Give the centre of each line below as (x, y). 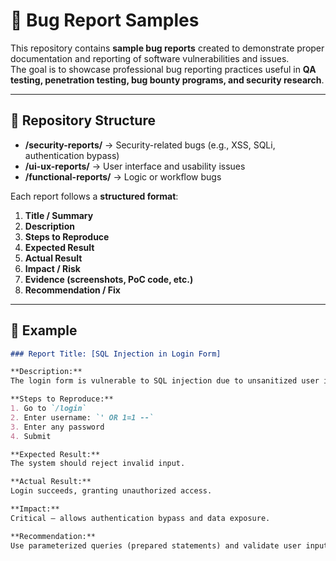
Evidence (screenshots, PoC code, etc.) (109, 279)
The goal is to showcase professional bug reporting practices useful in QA (163, 69)
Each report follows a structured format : (94, 196)
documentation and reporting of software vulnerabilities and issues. (150, 58)
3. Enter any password (57, 427)
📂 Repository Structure (83, 120)
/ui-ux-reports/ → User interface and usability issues (135, 166)
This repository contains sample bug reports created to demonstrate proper (167, 48)
